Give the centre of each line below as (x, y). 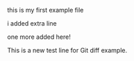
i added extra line (32, 23)
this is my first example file (45, 10)
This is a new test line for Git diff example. (67, 50)
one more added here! (39, 37)
